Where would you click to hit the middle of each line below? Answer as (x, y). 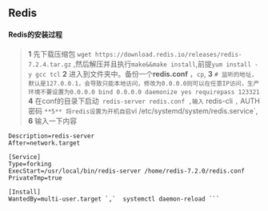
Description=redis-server (51, 136)
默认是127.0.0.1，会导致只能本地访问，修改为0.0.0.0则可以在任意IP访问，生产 (144, 83)
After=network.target (44, 143)
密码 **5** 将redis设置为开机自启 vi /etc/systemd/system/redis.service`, (143, 110)
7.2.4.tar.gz (50, 64)
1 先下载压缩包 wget (60, 54)
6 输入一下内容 (52, 121)
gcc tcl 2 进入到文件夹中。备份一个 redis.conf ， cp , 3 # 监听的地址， (146, 74)
